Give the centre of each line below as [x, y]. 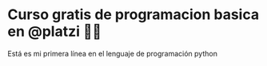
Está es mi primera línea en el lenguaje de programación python [112, 53]
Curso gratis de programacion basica [133, 15]
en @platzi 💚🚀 [54, 31]
